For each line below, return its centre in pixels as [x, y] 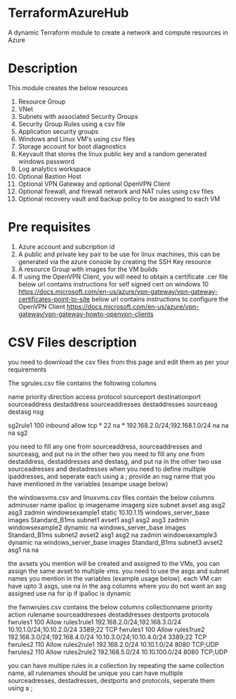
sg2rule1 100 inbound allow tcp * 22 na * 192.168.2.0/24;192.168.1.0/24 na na [118, 425]
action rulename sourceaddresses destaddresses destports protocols [109, 615]
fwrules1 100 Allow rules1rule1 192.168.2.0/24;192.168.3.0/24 [95, 622]
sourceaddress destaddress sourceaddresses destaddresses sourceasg [113, 404]
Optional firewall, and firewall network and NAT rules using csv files [116, 191]
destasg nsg [26, 411]
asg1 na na [24, 550]
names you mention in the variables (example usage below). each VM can [115, 578]
